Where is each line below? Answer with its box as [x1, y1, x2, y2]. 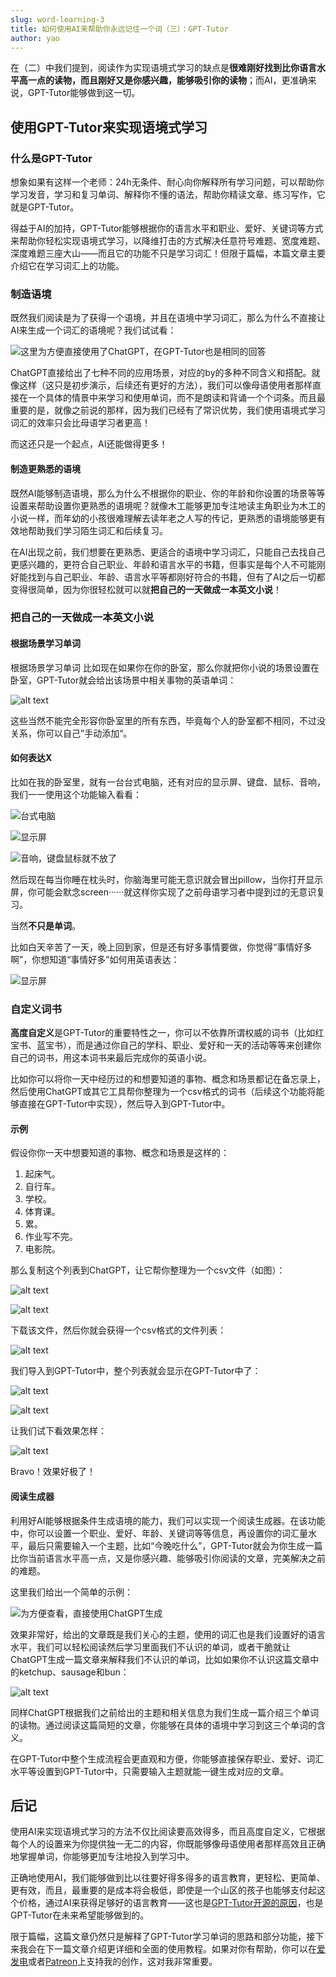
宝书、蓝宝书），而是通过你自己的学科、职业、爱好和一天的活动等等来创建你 [10, 1039, 322, 1051]
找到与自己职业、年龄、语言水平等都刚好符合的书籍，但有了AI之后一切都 [27, 571, 326, 583]
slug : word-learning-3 [10, 14, 105, 25]
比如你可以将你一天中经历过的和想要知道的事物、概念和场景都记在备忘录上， [10, 1073, 326, 1085]
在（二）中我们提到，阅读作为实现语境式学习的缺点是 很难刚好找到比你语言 [10, 62, 317, 74]
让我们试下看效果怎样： [10, 1425, 107, 1437]
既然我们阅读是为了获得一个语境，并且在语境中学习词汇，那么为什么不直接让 [10, 312, 326, 324]
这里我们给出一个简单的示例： [10, 1586, 133, 1598]
